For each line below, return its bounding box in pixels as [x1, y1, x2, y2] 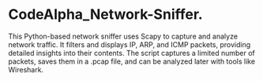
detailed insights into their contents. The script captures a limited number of [8, 48, 255, 57]
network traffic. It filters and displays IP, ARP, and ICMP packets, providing [8, 39, 251, 49]
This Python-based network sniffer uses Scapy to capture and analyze [8, 31, 239, 41]
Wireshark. [8, 64, 44, 74]
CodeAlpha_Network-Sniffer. [8, 6, 203, 24]
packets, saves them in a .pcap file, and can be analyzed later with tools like [8, 57, 255, 66]
